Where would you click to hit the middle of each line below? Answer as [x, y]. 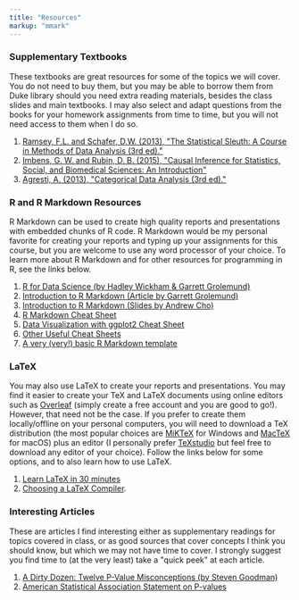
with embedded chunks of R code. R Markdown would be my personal [138, 231]
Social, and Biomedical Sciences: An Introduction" [114, 170]
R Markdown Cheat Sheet [69, 315]
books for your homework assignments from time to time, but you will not [144, 114]
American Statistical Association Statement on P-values [125, 587]
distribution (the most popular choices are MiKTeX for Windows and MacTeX [149, 433]
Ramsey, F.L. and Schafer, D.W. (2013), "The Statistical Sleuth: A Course [154, 141]
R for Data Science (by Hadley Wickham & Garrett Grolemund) [136, 287]
